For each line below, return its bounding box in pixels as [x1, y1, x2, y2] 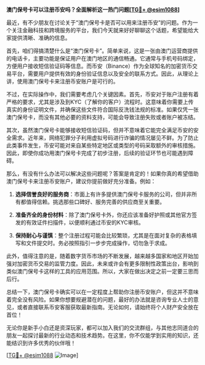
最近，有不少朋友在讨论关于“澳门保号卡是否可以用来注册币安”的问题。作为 [6, 19, 193, 26]
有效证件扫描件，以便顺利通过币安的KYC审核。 [26, 219, 145, 226]
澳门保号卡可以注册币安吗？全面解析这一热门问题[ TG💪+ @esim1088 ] [6, 6, 180, 13]
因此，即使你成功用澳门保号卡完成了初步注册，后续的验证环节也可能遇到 [6, 150, 188, 156]
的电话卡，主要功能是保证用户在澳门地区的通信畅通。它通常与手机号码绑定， [6, 55, 199, 62]
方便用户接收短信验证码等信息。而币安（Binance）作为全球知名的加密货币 [6, 62, 193, 70]
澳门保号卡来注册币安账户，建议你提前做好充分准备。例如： [6, 178, 156, 185]
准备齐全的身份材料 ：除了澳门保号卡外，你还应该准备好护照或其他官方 [15, 211, 192, 219]
